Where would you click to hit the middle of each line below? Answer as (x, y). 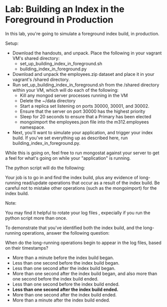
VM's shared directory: (36, 58)
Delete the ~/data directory (48, 100)
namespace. (33, 127)
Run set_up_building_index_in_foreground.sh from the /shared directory (86, 85)
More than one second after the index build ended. (65, 295)
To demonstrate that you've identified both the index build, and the (74, 228)
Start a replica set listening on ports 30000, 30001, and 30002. (84, 106)
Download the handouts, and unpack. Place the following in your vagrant (87, 53)
